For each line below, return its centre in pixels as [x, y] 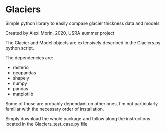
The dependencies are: [29, 57]
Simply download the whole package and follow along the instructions [78, 118]
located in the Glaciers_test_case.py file [46, 124]
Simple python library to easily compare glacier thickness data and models [82, 23]
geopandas [24, 73]
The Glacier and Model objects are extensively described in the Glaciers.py [83, 42]
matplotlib [23, 94]
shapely [21, 78]
